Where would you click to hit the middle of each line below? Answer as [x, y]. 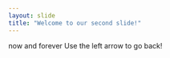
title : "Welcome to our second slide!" [75, 23]
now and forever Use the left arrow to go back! [85, 45]
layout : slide [32, 15]
